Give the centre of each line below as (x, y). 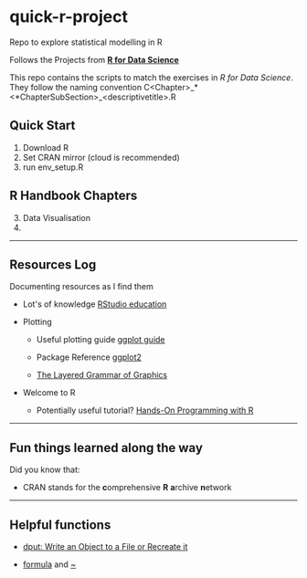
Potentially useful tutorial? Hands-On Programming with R (145, 410)
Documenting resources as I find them (81, 287)
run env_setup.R (53, 167)
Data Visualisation (57, 217)
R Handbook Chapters (74, 196)
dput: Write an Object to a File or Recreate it (105, 546)
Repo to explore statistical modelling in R (86, 42)
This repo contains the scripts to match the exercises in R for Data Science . (152, 77)
